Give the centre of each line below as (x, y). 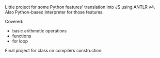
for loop (20, 41)
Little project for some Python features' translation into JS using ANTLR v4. (80, 7)
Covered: (14, 22)
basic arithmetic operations (39, 31)
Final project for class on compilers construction (53, 51)
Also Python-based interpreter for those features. (55, 12)
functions (22, 36)
